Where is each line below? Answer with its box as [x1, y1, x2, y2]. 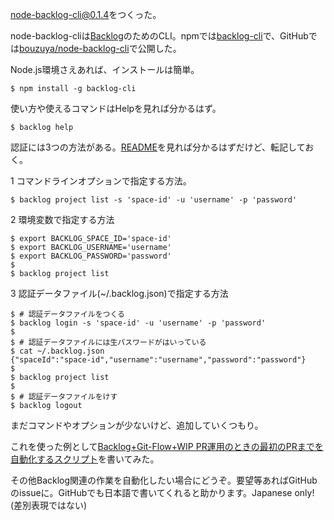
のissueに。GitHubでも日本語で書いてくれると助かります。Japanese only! [10, 487, 315, 498]
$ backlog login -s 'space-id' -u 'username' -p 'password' [10, 318, 267, 328]
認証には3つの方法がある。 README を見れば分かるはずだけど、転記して [10, 141, 306, 153]
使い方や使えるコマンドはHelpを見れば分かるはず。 [10, 103, 222, 114]
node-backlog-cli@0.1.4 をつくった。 [10, 9, 162, 20]
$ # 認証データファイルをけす [10, 392, 118, 402]
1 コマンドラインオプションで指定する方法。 [10, 175, 192, 187]
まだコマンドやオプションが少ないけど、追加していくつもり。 [10, 419, 264, 431]
